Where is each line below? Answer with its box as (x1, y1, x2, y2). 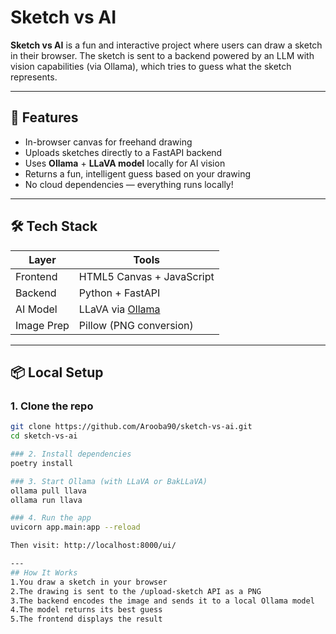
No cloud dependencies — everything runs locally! (24, 178, 234, 190)
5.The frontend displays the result (10, 614, 163, 625)
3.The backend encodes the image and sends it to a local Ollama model (10, 596, 315, 606)
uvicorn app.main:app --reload (10, 522, 141, 533)
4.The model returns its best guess (10, 605, 163, 615)
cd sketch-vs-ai (10, 431, 78, 441)
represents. (10, 71, 58, 83)
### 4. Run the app (10, 513, 92, 523)
